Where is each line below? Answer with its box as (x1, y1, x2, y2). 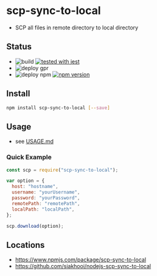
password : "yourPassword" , (12, 195, 80, 202)
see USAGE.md (15, 138, 54, 145)
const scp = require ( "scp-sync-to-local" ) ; (6, 167, 119, 173)
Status (6, 42, 32, 52)
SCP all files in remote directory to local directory (15, 24, 139, 31)
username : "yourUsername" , (12, 189, 80, 195)
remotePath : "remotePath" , (12, 200, 80, 206)
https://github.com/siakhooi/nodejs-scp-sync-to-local (15, 263, 152, 270)
